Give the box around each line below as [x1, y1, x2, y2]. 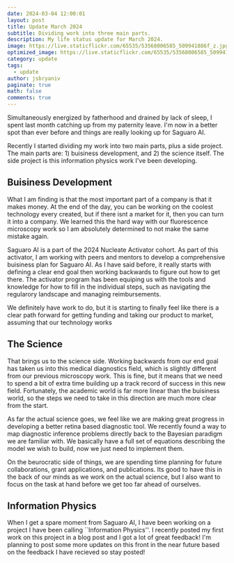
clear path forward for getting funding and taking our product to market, [7, 310, 214, 319]
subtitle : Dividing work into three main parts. [7, 29, 151, 37]
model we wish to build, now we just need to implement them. [7, 444, 185, 452]
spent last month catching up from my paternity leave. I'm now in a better [7, 121, 218, 129]
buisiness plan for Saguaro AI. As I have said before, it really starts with [7, 260, 212, 269]
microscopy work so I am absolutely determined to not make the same [7, 224, 209, 233]
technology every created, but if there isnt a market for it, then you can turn [7, 209, 224, 218]
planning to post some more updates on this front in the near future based [7, 541, 220, 549]
